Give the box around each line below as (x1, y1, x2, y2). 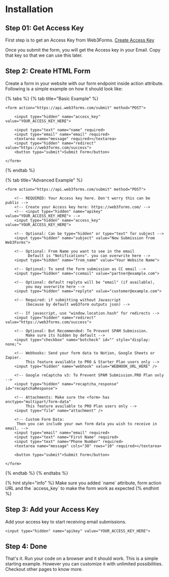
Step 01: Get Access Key (5, 24, 85, 32)
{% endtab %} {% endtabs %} (5, 470, 68, 476)
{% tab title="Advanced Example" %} (5, 177, 83, 183)
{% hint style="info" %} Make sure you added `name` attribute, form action (5, 479, 162, 486)
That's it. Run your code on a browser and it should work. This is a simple (5, 555, 158, 562)
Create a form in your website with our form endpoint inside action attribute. (5, 80, 164, 86)
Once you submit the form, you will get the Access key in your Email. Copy (5, 47, 161, 53)
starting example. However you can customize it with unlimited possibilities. (5, 561, 163, 567)
